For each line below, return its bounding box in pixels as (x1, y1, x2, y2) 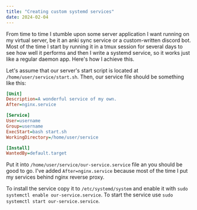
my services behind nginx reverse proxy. (6, 173, 105, 181)
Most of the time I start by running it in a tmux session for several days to (6, 42, 183, 50)
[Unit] (6, 91, 22, 97)
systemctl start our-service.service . (6, 198, 100, 205)
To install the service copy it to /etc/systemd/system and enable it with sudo (6, 185, 188, 192)
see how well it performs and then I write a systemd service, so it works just (6, 49, 190, 56)
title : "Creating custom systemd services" (6, 8, 115, 15)
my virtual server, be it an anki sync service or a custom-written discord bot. (6, 37, 191, 44)
